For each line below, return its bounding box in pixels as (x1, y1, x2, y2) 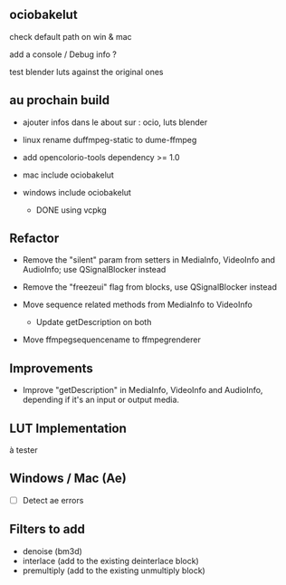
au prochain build (9, 92, 110, 108)
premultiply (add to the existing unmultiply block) (22, 565, 205, 576)
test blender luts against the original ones (9, 66, 164, 77)
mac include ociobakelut (22, 169, 115, 180)
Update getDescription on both (35, 317, 152, 328)
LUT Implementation (9, 420, 127, 436)
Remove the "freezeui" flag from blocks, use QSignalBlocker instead (22, 282, 278, 292)
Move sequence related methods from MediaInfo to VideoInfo (22, 299, 253, 311)
